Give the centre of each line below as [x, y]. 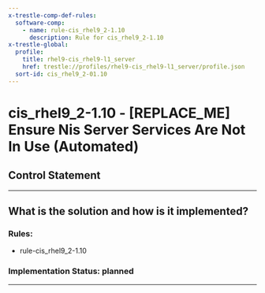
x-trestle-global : [38, 45]
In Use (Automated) [74, 146]
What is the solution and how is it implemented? [128, 211]
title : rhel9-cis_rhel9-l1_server [79, 60]
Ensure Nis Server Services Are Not [127, 130]
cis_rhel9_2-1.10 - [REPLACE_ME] [119, 113]
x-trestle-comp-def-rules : [52, 15]
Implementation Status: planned [71, 271]
